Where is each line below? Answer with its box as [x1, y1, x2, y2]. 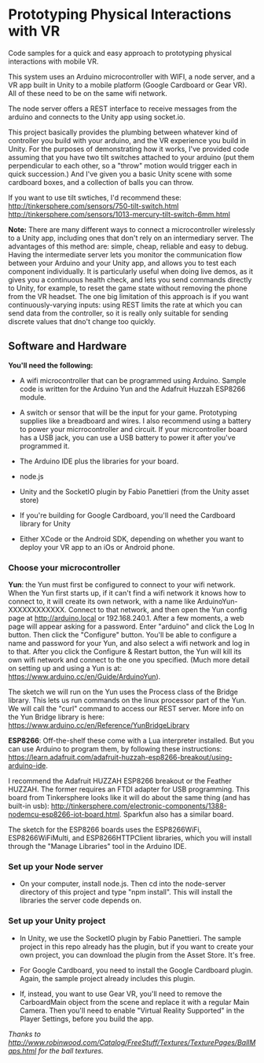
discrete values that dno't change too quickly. [8, 316, 156, 326]
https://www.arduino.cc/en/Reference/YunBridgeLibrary [8, 721, 190, 730]
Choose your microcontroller [8, 562, 121, 573]
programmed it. [19, 441, 70, 450]
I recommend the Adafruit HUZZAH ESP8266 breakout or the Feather [8, 777, 232, 786]
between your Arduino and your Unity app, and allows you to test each [8, 258, 237, 268]
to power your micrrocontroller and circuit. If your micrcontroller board [19, 424, 247, 434]
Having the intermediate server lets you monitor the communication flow [8, 249, 243, 259]
